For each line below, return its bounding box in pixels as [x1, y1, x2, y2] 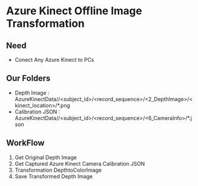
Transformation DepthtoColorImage [14, 166, 102, 174]
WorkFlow [6, 138, 45, 148]
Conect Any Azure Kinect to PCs [14, 56, 95, 63]
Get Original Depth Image [14, 153, 77, 161]
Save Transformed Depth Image [14, 172, 93, 179]
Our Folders [6, 73, 51, 84]
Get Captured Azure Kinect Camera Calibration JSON [14, 160, 145, 167]
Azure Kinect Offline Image [6, 4, 142, 18]
